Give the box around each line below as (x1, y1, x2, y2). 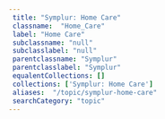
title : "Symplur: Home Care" (12, 13, 122, 22)
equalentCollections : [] (12, 72, 105, 81)
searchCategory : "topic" (12, 96, 105, 106)
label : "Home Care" (12, 30, 86, 38)
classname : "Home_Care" (12, 21, 105, 30)
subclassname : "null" (12, 38, 93, 47)
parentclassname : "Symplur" (12, 55, 117, 64)
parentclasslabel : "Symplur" (12, 64, 122, 72)
